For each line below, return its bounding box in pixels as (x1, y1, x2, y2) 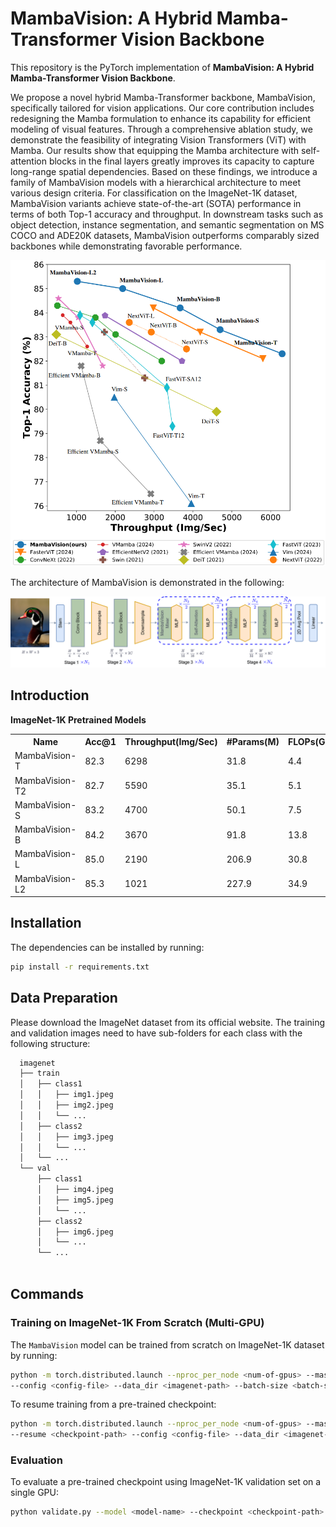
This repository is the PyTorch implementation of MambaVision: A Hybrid (10, 61, 315, 73)
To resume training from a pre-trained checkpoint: (10, 1398, 217, 1411)
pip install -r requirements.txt (10, 962, 150, 972)
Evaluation (10, 1453, 63, 1467)
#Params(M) (226, 736, 280, 747)
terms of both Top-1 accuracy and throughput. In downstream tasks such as (10, 208, 324, 220)
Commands (10, 1286, 85, 1303)
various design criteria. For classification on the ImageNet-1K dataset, (10, 187, 298, 199)
